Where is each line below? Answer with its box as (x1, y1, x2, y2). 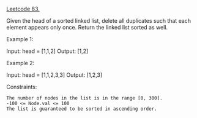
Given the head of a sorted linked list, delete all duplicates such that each (6, 17, 191, 24)
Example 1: (6, 36, 34, 42)
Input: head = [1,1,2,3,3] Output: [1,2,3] (6, 71, 103, 79)
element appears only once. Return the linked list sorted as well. (6, 24, 168, 31)
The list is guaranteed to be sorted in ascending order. (6, 106, 157, 112)
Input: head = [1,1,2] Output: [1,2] (6, 47, 89, 55)
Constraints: (6, 83, 37, 90)
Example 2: (6, 60, 35, 66)
